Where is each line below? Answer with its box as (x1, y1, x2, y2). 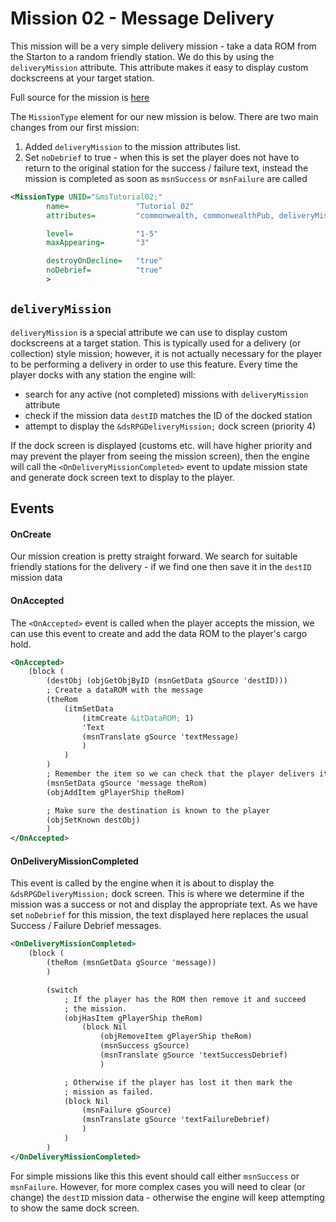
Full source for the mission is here (10, 91, 150, 103)
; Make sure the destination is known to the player (46, 805, 271, 816)
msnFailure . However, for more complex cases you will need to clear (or (10, 1180, 306, 1192)
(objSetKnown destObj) (46, 815, 141, 825)
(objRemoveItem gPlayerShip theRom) (99, 1032, 253, 1042)
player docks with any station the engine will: (10, 368, 196, 381)
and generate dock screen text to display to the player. (10, 471, 235, 483)
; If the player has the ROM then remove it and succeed (63, 994, 307, 1004)
